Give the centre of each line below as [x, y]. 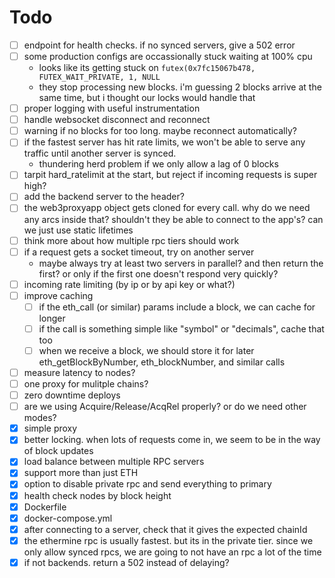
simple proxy [50, 428]
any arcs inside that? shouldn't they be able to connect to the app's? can [173, 219]
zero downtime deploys [72, 395]
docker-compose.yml [68, 518]
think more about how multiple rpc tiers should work [131, 240]
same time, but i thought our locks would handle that [147, 98]
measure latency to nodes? [79, 372]
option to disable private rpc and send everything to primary [147, 484]
